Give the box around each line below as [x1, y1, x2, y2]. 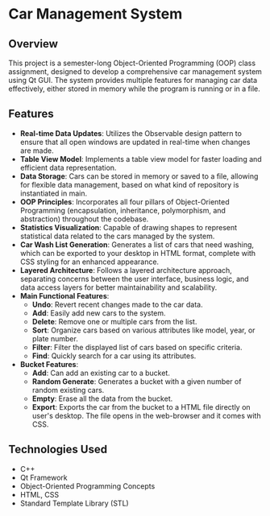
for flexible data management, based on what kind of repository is [19, 180, 239, 189]
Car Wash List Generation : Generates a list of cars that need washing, [19, 239, 255, 250]
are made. [19, 146, 54, 155]
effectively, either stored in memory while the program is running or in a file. [8, 84, 260, 93]
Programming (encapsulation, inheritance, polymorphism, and [19, 205, 226, 215]
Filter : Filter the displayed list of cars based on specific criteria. [31, 342, 243, 352]
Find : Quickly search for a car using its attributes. [31, 351, 197, 361]
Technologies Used [8, 443, 107, 456]
